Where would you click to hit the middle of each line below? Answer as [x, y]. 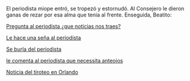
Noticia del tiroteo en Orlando [42, 72]
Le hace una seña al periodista [44, 38]
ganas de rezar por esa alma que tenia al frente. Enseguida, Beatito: [89, 15]
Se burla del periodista [34, 49]
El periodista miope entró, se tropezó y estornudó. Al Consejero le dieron [95, 9]
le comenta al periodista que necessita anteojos [65, 61]
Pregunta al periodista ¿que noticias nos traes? [64, 26]
